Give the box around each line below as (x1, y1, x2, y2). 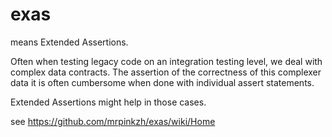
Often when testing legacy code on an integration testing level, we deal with (10, 55, 323, 67)
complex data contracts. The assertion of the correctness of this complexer (10, 66, 322, 78)
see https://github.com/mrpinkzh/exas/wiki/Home (10, 115, 216, 127)
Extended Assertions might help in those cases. (10, 96, 207, 108)
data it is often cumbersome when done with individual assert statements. (10, 76, 315, 88)
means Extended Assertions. (10, 36, 129, 48)
